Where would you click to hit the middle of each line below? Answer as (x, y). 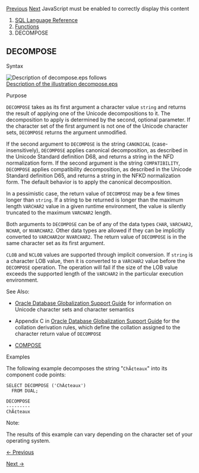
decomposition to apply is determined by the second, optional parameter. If (98, 119)
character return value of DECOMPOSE (58, 333)
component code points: (36, 375)
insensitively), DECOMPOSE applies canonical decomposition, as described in (97, 150)
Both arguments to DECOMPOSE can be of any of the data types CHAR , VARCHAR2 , (99, 224)
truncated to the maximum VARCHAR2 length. (59, 212)
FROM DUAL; (25, 391)
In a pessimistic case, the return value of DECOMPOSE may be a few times (93, 193)
